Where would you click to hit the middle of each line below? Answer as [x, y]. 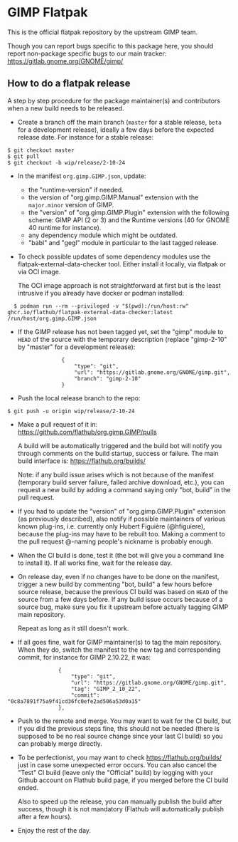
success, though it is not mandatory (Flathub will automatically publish [120, 809]
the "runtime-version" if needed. [76, 189]
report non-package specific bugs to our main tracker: [87, 53]
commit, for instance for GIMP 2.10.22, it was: [84, 657]
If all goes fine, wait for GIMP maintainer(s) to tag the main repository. [120, 642]
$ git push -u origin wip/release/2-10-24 [71, 411]
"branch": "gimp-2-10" [108, 378]
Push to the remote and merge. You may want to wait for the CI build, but [124, 721]
